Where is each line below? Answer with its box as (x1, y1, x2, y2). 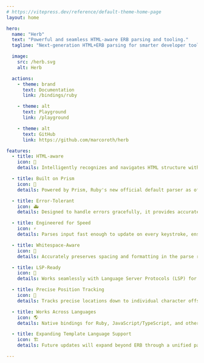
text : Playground (22, 109, 67, 115)
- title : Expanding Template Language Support (12, 331, 132, 337)
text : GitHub (22, 131, 56, 137)
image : (12, 53, 29, 59)
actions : (12, 75, 34, 82)
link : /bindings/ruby (22, 92, 78, 99)
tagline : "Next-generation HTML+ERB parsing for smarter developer (12, 42, 186, 48)
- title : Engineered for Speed (12, 220, 91, 226)
